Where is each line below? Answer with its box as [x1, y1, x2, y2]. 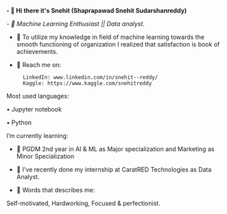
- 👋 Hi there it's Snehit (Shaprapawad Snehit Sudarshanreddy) [6, 7, 187, 14]
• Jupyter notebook [6, 105, 62, 113]
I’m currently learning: [6, 132, 69, 139]
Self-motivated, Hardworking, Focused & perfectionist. [6, 199, 160, 207]
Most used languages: [6, 92, 69, 100]
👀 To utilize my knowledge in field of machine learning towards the [16, 33, 205, 41]
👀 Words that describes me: [16, 186, 95, 194]
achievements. [16, 48, 58, 55]
